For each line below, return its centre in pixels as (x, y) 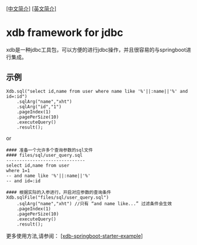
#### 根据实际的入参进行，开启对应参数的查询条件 (59, 192)
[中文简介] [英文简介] (31, 9)
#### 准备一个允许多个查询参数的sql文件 (49, 150)
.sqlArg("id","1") (39, 107)
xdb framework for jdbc (65, 33)
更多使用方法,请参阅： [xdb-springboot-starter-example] (74, 236)
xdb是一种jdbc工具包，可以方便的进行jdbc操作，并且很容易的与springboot (96, 49)
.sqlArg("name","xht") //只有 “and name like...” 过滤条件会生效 (94, 204)
